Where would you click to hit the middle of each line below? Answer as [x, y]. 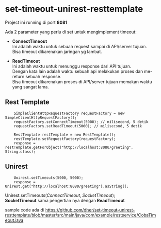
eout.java [14, 220]
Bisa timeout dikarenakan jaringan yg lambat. [57, 52]
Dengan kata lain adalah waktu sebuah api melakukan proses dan [77, 71]
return [18, 76]
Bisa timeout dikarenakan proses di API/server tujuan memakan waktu [82, 82]
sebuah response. [43, 76]
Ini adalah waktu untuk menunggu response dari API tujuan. [72, 66]
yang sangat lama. [31, 87]
